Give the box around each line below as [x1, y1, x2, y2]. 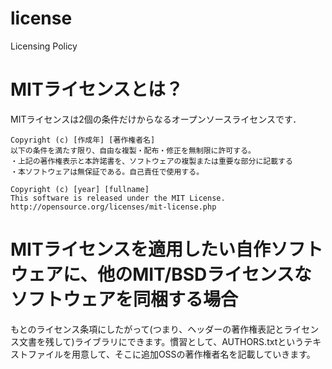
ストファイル [10, 348, 63, 360]
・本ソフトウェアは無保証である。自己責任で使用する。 [10, 167, 205, 177]
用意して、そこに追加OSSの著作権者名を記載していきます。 [71, 348, 316, 360]
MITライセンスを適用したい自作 [10, 238, 272, 261]
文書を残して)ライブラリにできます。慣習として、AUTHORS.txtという [18, 335, 305, 347]
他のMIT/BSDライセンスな [97, 263, 312, 286]
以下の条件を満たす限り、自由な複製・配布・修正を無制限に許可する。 [10, 145, 256, 156]
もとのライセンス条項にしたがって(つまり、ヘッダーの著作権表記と [10, 323, 285, 335]
